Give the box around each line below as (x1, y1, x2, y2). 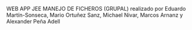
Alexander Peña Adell (6, 18, 60, 25)
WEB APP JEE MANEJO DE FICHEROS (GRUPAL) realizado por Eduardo (6, 5, 186, 12)
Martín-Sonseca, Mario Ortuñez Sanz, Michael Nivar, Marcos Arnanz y (6, 11, 183, 19)
